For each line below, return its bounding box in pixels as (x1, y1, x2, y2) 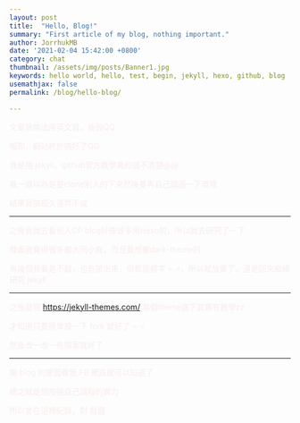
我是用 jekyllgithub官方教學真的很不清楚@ (9, 159, 179, 170)
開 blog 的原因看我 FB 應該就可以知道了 (9, 367, 154, 377)
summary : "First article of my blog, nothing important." (9, 30, 229, 38)
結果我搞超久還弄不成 (9, 198, 87, 208)
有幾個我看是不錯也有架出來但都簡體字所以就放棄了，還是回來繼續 (9, 263, 290, 274)
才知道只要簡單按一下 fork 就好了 (9, 320, 131, 331)
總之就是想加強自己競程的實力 (9, 385, 119, 396)
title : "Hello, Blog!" (9, 21, 98, 30)
